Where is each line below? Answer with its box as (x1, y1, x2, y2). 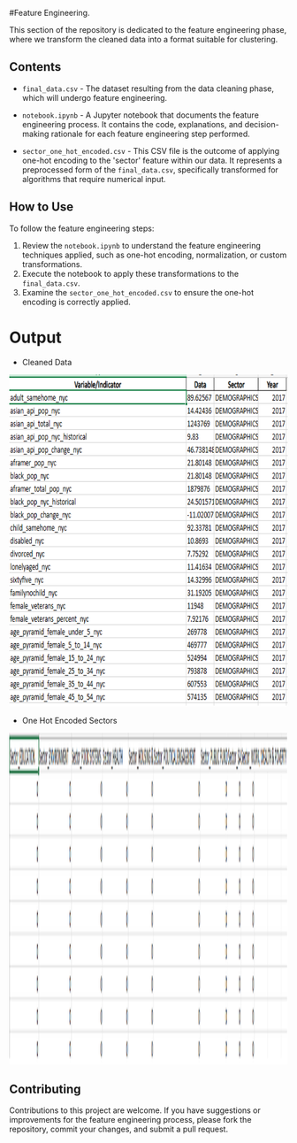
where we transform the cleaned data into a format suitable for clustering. (9, 35, 278, 44)
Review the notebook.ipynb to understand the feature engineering (21, 240, 261, 250)
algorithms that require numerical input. (21, 173, 166, 184)
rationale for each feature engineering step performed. (50, 128, 250, 139)
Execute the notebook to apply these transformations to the (21, 268, 240, 279)
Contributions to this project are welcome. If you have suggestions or (9, 1105, 261, 1116)
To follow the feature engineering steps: (9, 223, 155, 234)
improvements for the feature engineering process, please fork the (9, 1115, 252, 1125)
